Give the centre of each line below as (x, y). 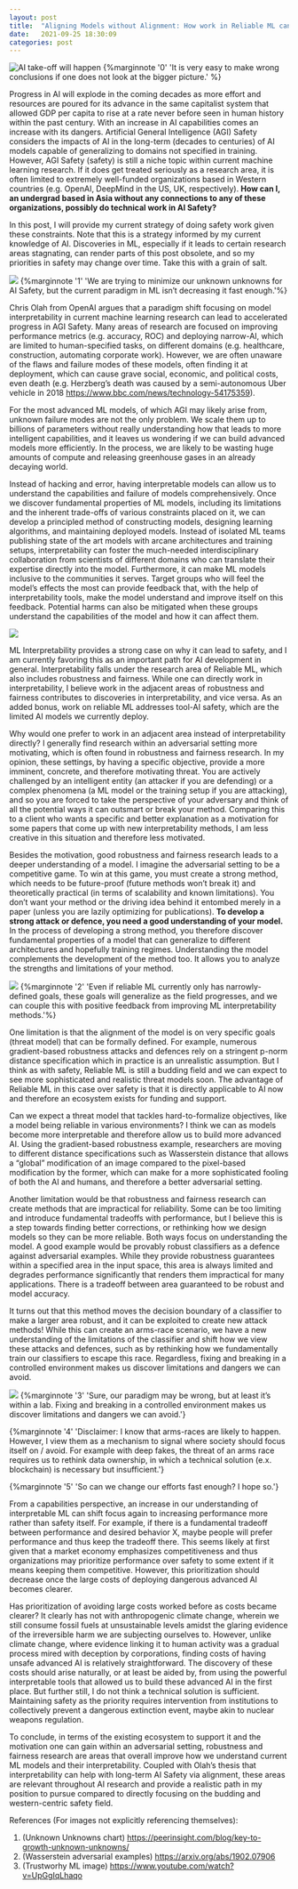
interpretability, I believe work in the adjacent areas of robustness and (137, 688)
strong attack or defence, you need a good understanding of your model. (146, 921)
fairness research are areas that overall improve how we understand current (148, 1756)
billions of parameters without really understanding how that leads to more (145, 429)
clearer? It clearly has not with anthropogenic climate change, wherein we (144, 1616)
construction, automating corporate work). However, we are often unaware (145, 355)
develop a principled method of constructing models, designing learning (141, 522)
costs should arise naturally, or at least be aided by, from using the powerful (148, 1673)
